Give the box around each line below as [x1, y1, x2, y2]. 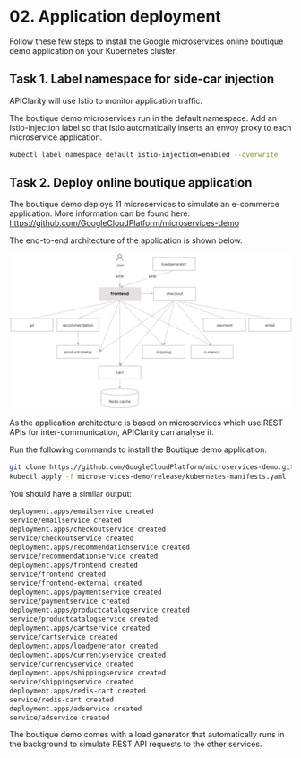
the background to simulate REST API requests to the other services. [9, 738, 262, 749]
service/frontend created [9, 570, 106, 579]
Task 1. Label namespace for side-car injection [9, 72, 275, 87]
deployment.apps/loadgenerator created [9, 641, 159, 650]
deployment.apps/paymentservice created [9, 588, 163, 597]
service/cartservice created [9, 632, 118, 641]
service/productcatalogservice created [9, 614, 159, 623]
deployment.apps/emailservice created [9, 507, 154, 516]
